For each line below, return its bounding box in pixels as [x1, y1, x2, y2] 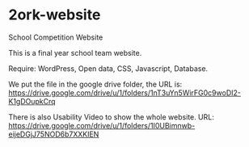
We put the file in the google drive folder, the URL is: [8, 79, 183, 89]
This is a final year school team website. [8, 48, 142, 57]
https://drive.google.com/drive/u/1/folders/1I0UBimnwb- [8, 120, 196, 130]
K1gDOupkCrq [8, 96, 56, 106]
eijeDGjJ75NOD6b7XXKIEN [8, 129, 99, 139]
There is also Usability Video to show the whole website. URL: [8, 111, 214, 122]
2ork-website [8, 6, 101, 24]
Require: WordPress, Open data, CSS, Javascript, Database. [8, 63, 209, 73]
